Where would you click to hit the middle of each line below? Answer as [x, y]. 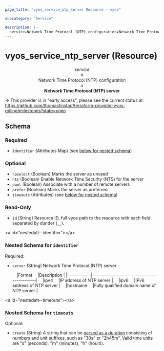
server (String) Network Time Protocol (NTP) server [64, 265]
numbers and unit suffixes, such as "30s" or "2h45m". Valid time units [82, 338]
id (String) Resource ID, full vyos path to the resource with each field [81, 218]
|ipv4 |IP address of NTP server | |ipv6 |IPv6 [94, 280]
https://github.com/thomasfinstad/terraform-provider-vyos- [65, 106]
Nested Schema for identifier [42, 245]
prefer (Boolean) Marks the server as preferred [60, 190]
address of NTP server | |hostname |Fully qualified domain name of [84, 285]
